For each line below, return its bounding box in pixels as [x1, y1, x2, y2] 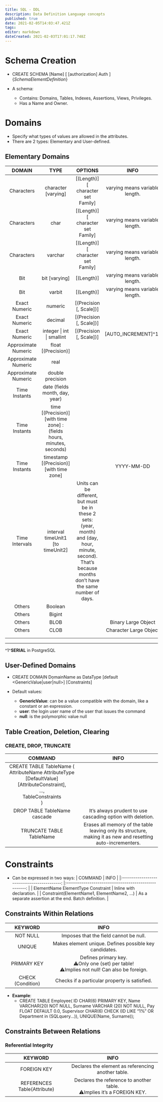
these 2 [79, 510, 96, 517]
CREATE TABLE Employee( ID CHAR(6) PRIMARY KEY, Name [19, 998, 141, 1003]
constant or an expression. [19, 703, 73, 709]
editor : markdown [5, 30, 40, 34]
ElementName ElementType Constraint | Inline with [33, 885, 135, 891]
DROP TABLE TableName [13, 807, 71, 814]
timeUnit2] [43, 547, 68, 553]
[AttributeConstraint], [17, 781, 66, 788]
